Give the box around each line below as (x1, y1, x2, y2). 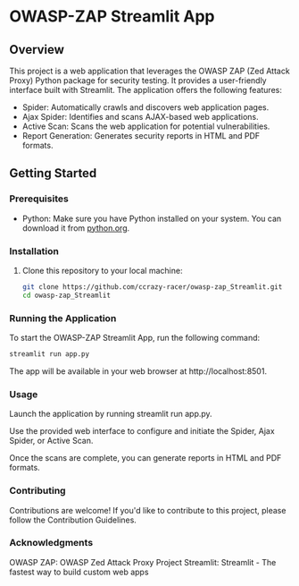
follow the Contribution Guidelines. (9, 514, 137, 525)
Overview (9, 42, 65, 57)
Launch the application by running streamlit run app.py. (9, 409, 212, 420)
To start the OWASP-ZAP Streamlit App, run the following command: (9, 333, 261, 344)
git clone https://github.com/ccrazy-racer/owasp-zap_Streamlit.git (21, 282, 283, 292)
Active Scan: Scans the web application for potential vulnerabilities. (21, 121, 270, 132)
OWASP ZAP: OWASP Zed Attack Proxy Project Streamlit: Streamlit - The (9, 556, 277, 567)
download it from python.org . (21, 222, 130, 234)
